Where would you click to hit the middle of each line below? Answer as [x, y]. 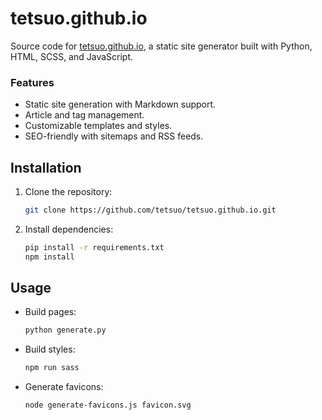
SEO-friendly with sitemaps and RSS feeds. [114, 136]
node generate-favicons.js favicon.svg [108, 405]
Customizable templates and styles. [98, 126]
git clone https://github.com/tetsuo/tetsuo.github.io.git [150, 210]
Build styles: [50, 349]
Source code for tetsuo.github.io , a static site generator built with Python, [161, 46]
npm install [49, 257]
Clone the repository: [68, 192]
